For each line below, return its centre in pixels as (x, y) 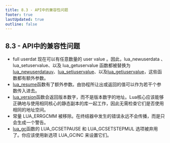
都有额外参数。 (33, 78)
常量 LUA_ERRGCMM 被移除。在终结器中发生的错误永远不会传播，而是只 (89, 116)
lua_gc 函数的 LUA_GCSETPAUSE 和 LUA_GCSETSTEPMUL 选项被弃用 (85, 129)
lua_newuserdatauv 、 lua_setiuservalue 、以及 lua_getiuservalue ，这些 (85, 72)
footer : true (19, 15)
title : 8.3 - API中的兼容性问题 (37, 10)
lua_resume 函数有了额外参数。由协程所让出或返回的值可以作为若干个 (85, 85)
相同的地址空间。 (30, 110)
